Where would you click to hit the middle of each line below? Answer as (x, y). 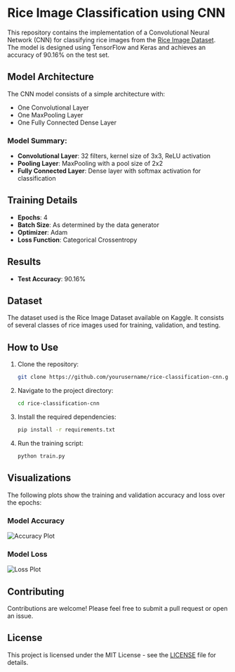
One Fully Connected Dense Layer (67, 122)
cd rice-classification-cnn (58, 403)
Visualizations (39, 478)
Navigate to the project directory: (65, 391)
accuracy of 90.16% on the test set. (59, 55)
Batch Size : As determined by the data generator (88, 225)
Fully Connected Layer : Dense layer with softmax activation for (109, 171)
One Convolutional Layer (53, 108)
